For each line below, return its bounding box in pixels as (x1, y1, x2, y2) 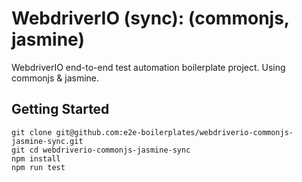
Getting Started (11, 101, 110, 118)
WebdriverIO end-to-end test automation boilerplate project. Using (11, 61, 286, 73)
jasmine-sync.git (11, 136, 84, 146)
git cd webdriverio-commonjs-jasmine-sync (11, 145, 191, 155)
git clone (11, 127, 53, 137)
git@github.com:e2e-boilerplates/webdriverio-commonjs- (55, 127, 294, 137)
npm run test (11, 162, 66, 172)
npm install (11, 153, 61, 164)
